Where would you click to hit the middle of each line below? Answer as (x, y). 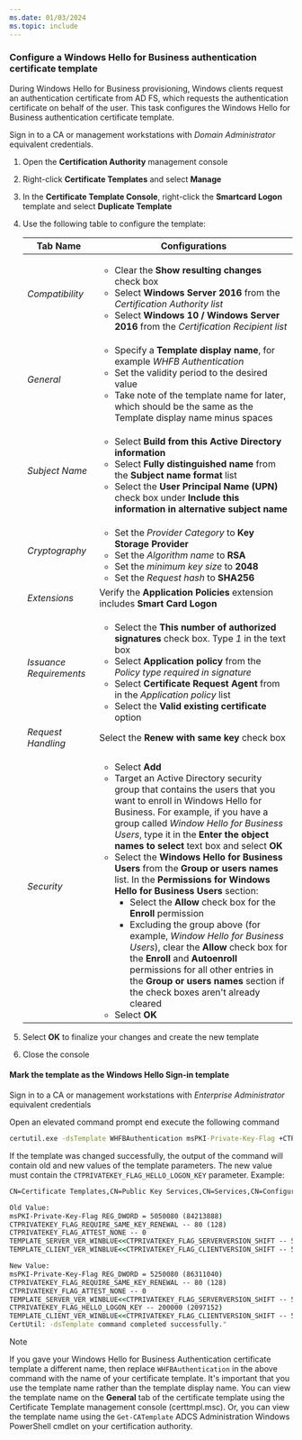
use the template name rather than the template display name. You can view (150, 1388)
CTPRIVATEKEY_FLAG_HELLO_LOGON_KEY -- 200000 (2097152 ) (116, 1308)
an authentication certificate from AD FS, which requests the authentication (149, 98)
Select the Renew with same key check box (192, 737)
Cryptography (57, 551)
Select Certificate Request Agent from (197, 683)
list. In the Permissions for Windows (192, 879)
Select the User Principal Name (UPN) (196, 486)
